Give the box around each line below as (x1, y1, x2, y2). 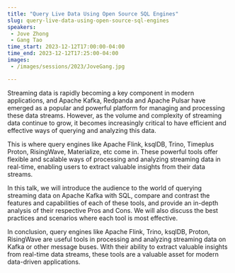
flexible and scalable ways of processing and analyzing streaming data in (7, 155, 221, 163)
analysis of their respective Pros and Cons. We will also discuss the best (7, 206, 218, 214)
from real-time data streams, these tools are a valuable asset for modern (7, 250, 219, 258)
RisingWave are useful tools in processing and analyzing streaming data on (7, 235, 227, 243)
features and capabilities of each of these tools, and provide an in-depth (7, 199, 219, 207)
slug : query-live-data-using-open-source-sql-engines (7, 17, 170, 24)
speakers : (7, 23, 37, 30)
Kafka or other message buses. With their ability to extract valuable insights (7, 242, 228, 251)
